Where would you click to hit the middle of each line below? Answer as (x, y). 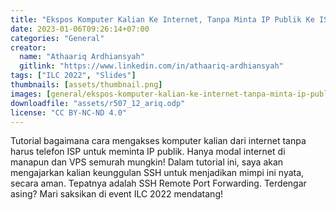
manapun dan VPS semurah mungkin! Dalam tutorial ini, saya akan (147, 162)
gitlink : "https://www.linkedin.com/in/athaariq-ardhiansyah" (151, 66)
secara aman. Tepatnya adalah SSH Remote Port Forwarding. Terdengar (158, 183)
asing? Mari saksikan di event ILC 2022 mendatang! (116, 194)
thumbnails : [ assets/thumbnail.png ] (86, 85)
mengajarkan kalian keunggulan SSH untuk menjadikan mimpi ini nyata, (157, 173)
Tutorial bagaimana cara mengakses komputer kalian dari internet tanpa (158, 141)
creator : (28, 47)
